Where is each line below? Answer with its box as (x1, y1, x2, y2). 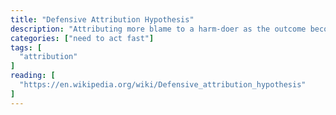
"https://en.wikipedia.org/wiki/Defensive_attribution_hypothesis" (19, 80, 307, 90)
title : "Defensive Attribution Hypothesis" (10, 14, 195, 25)
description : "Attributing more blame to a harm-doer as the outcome (10, 24, 307, 34)
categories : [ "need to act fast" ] (10, 33, 155, 43)
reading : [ (10, 71, 56, 81)
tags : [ (10, 42, 43, 53)
